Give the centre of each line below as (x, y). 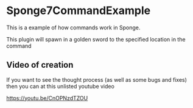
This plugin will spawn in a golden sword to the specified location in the (96, 39)
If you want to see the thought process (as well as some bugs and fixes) (97, 79)
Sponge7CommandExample (79, 11)
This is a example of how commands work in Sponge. (73, 27)
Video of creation (40, 65)
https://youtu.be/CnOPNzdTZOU (47, 98)
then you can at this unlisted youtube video (60, 86)
